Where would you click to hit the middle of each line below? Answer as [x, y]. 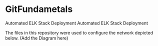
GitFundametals [39, 9]
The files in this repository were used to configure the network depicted [79, 32]
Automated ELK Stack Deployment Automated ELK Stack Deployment [77, 23]
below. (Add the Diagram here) [37, 38]
